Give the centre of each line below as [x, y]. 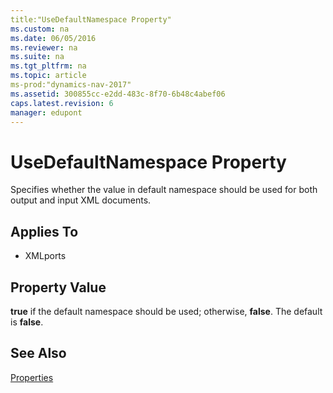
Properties [32, 377]
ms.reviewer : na [44, 47]
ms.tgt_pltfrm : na [48, 66]
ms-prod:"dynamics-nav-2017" [71, 85]
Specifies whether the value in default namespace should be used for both [164, 190]
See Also [38, 353]
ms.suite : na [37, 57]
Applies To [44, 231]
